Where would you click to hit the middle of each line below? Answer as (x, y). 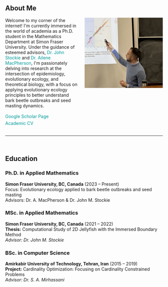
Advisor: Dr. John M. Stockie (34, 240)
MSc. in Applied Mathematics (42, 213)
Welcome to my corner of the (35, 20)
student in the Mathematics (33, 36)
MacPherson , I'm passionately (36, 63)
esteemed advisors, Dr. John (35, 52)
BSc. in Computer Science (37, 253)
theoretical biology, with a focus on (41, 84)
